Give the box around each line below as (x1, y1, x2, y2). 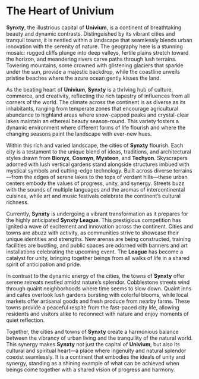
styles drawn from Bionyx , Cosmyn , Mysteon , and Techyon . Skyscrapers (6, 154, 188, 161)
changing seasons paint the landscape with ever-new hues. (6, 130, 153, 137)
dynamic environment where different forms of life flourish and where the (6, 124, 186, 131)
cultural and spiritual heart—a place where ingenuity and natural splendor (6, 347, 187, 354)
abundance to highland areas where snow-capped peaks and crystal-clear (6, 111, 189, 118)
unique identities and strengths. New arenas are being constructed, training (6, 235, 191, 242)
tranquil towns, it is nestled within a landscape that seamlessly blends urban (6, 36, 193, 43)
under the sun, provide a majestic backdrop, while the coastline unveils (6, 68, 180, 75)
